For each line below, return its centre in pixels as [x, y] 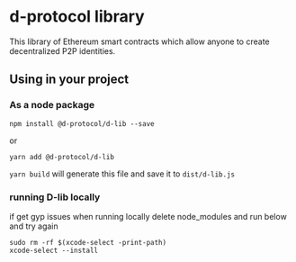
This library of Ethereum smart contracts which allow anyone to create [139, 41]
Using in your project [69, 80]
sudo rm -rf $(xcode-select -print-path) [88, 242]
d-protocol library [77, 17]
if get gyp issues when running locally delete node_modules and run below [148, 216]
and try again [34, 226]
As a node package [52, 105]
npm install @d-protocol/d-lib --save [82, 123]
